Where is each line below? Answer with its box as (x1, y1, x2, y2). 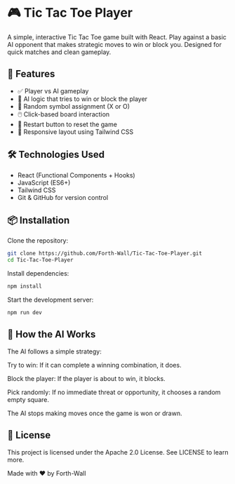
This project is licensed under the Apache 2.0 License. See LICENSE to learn (7, 448, 229, 456)
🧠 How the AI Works (7, 328, 96, 340)
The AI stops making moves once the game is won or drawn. (7, 409, 182, 417)
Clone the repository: (7, 236, 69, 245)
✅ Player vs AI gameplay (17, 86, 89, 95)
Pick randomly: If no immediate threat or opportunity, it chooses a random (7, 388, 221, 396)
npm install (7, 283, 42, 290)
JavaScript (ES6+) (17, 178, 71, 187)
